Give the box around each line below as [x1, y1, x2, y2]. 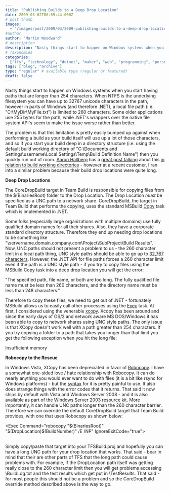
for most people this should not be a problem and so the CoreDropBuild [5, 475, 154, 482]
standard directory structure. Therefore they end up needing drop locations [5, 229, 162, 235]
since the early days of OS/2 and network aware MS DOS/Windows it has [5, 313, 158, 320]
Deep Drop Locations [5, 177, 51, 183]
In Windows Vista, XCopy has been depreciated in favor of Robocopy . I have [5, 364, 164, 370]
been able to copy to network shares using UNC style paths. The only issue [5, 319, 163, 325]
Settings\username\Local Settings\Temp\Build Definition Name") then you [5, 151, 158, 157]
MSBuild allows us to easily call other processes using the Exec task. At [5, 302, 154, 308]
